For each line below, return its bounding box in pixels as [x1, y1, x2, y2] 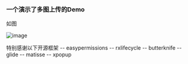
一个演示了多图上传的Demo [6, 5, 85, 13]
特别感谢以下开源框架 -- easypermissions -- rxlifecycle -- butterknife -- [6, 44, 182, 51]
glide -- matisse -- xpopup [6, 51, 72, 58]
